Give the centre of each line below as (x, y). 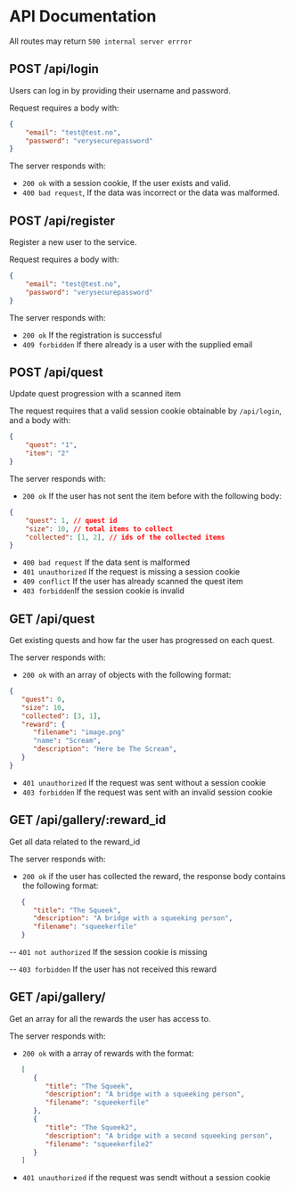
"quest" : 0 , (43, 699)
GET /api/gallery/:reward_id (88, 820)
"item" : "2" (47, 453)
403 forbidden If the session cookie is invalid (103, 591)
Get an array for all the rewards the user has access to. (110, 1018)
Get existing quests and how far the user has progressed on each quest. (142, 640)
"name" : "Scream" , (67, 741)
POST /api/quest (57, 372)
